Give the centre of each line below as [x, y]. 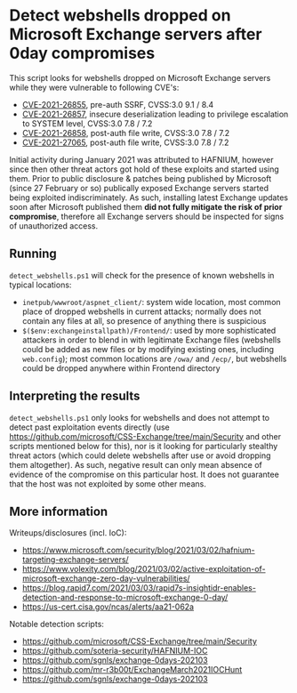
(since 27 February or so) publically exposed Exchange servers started [139, 188]
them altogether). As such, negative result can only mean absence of [136, 464]
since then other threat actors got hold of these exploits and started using [144, 169]
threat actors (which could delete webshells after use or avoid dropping [140, 455]
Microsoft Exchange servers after [136, 34]
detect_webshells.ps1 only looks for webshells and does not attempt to [140, 417]
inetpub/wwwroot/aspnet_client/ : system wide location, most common [152, 302]
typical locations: [40, 285]
